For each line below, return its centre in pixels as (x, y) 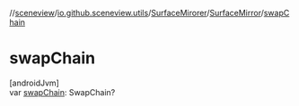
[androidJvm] (35, 83)
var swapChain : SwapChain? (62, 92)
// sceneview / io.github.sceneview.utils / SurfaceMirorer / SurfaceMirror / (137, 13)
